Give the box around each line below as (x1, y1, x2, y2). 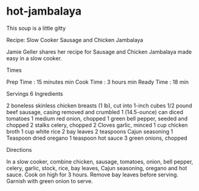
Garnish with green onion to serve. (6, 177, 93, 184)
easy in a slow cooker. (6, 54, 62, 62)
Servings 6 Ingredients (6, 90, 63, 97)
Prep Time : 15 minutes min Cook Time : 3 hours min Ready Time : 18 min (6, 78, 189, 85)
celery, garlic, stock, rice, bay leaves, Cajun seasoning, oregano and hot (6, 164, 187, 171)
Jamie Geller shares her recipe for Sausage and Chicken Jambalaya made (6, 48, 192, 56)
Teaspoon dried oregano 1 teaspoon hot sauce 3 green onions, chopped (6, 134, 187, 142)
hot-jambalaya (6, 4, 82, 18)
